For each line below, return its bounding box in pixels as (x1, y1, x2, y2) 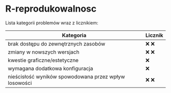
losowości (8, 79, 32, 86)
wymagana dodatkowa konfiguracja (8, 65, 93, 72)
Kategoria (62, 31, 87, 38)
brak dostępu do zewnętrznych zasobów (8, 40, 105, 47)
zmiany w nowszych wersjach (8, 49, 80, 56)
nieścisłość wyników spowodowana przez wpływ (8, 73, 125, 80)
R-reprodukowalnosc (5, 3, 97, 15)
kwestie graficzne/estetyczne (8, 57, 79, 64)
